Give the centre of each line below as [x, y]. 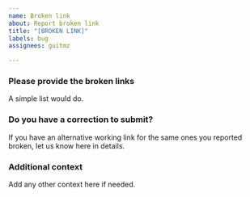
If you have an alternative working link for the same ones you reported [125, 137]
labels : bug [28, 38]
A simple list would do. [46, 98]
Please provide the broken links [72, 82]
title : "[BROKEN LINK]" [49, 31]
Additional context [46, 166]
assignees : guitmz [39, 46]
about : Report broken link [54, 23]
